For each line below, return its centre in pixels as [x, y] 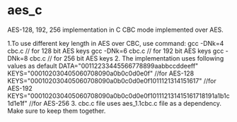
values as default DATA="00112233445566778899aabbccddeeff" [103, 66]
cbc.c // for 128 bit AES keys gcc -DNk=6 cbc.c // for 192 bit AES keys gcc [116, 51]
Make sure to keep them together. [57, 111]
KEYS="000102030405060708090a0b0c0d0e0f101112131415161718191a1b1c [118, 96]
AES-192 [20, 88]
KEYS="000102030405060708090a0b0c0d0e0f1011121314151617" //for [112, 80]
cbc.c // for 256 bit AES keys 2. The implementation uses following [127, 58]
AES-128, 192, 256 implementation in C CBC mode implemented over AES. [116, 30]
